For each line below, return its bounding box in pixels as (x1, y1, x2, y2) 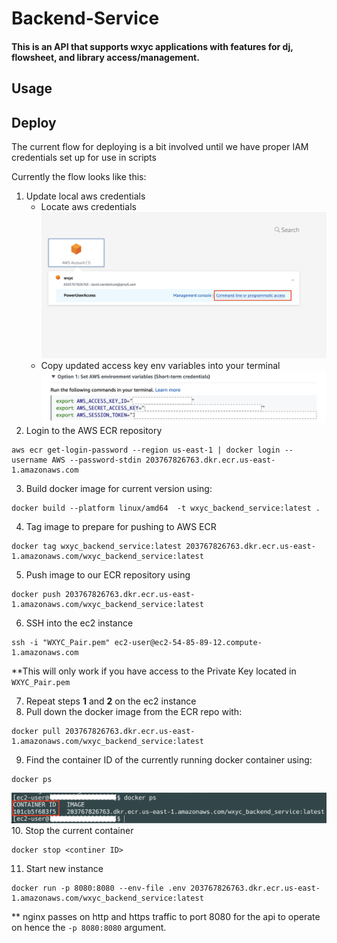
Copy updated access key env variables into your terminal (40, 359, 281, 371)
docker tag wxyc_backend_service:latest (11, 541, 183, 551)
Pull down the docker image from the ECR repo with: (25, 705, 243, 717)
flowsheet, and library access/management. (11, 51, 200, 63)
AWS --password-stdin (51, 455, 142, 465)
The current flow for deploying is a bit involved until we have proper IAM (11, 140, 309, 152)
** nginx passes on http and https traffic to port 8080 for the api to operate (11, 911, 321, 923)
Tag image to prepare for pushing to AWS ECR (25, 520, 217, 532)
